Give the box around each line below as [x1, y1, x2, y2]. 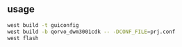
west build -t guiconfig [7, 21, 79, 28]
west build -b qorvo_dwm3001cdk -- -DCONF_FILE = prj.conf [7, 28, 176, 35]
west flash [7, 35, 39, 41]
